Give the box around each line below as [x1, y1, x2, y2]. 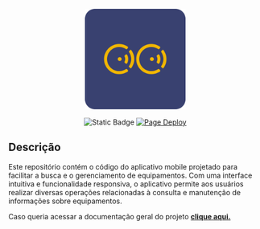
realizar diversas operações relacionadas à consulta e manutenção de [8, 187, 241, 197]
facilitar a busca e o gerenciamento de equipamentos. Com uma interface [8, 170, 253, 180]
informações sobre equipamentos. [8, 196, 122, 206]
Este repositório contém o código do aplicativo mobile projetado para [8, 162, 238, 171]
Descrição [8, 141, 61, 154]
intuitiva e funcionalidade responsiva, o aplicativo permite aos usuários [8, 178, 244, 189]
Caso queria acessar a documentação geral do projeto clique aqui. [8, 211, 231, 221]
